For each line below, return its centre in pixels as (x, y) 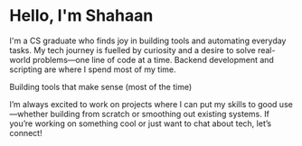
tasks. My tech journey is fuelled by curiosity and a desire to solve (132, 50)
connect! (26, 132)
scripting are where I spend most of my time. (93, 69)
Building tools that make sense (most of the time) (101, 87)
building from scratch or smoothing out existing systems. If (160, 114)
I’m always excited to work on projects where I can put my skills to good (143, 104)
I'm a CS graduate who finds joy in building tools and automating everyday (148, 41)
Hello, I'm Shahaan (81, 16)
